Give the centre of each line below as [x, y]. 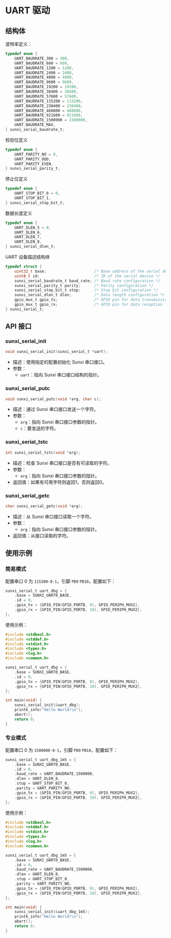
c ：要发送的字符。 [39, 428]
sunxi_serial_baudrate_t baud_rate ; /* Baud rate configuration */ [87, 281]
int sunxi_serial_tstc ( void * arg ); [43, 452]
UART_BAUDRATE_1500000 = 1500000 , [51, 120]
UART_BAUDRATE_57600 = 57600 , [47, 96]
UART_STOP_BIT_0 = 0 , [37, 193]
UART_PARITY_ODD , [33, 159]
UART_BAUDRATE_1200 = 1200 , [44, 68]
